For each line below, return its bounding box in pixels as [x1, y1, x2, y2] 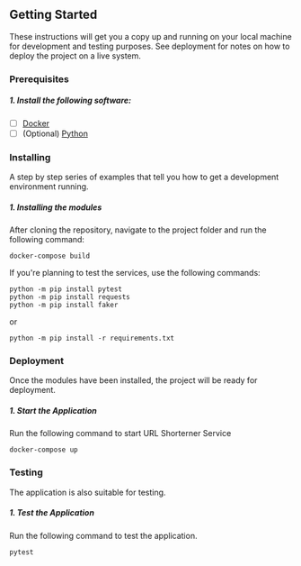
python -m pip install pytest [9, 285, 123, 294]
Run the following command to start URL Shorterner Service [9, 428, 232, 439]
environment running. [9, 181, 89, 192]
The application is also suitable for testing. [9, 487, 166, 498]
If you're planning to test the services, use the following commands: [9, 268, 261, 278]
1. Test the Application [9, 507, 94, 518]
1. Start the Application [9, 405, 97, 415]
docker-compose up [9, 445, 78, 454]
